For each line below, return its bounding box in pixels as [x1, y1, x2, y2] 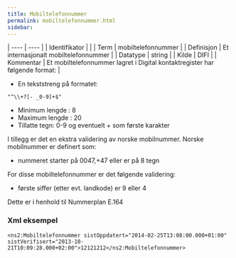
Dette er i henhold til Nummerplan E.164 [7, 197, 124, 207]
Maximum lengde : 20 [17, 113, 82, 122]
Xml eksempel [7, 215, 58, 225]
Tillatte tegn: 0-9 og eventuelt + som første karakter [17, 121, 171, 130]
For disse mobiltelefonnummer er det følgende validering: [7, 170, 176, 179]
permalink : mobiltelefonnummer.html [7, 17, 116, 24]
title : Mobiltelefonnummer [7, 10, 87, 18]
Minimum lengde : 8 [17, 106, 76, 115]
